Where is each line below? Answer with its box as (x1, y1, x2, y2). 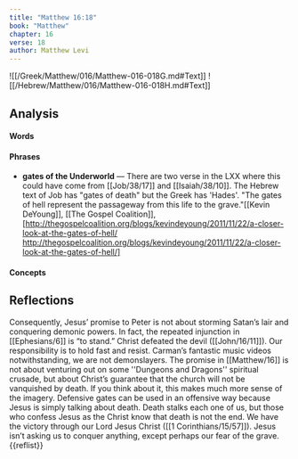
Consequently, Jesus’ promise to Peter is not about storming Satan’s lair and (9, 316, 289, 327)
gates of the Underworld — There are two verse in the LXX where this (21, 171, 281, 182)
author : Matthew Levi (9, 46, 90, 55)
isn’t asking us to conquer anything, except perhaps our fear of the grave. (9, 430, 280, 441)
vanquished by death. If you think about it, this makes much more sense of (9, 382, 283, 393)
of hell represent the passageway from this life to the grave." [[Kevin (21, 200, 270, 210)
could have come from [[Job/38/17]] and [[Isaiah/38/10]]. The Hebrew (21, 180, 279, 192)
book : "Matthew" (9, 21, 69, 30)
